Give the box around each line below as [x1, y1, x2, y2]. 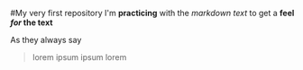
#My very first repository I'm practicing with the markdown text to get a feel [10, 8, 295, 18]
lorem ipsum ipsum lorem [32, 52, 127, 62]
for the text [10, 17, 53, 28]
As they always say [10, 35, 82, 45]
